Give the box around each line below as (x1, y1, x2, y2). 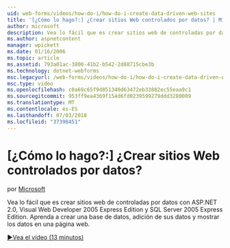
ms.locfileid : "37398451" (7, 118, 81, 125)
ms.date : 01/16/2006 (7, 49, 66, 55)
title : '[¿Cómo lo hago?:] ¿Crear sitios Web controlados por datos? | (7, 16, 216, 23)
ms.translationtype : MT (7, 99, 75, 106)
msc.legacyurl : (7, 73, 51, 81)
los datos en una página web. (7, 220, 90, 228)
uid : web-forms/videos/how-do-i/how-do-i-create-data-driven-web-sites (7, 10, 216, 17)
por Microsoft (7, 185, 46, 193)
